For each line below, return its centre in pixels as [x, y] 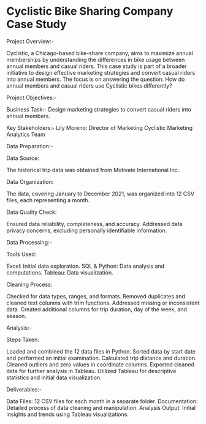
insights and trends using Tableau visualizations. [67, 414]
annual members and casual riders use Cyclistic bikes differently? [90, 85]
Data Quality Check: [32, 212]
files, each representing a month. [48, 200]
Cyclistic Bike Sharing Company [90, 11]
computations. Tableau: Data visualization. [60, 272]
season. [16, 316]
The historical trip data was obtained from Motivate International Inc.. [93, 170]
